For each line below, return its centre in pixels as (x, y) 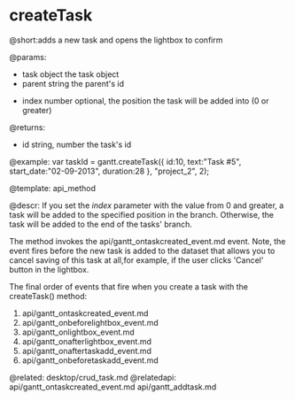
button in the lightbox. (49, 269)
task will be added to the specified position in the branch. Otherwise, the (142, 214)
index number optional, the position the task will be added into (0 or (145, 100)
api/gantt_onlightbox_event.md (78, 332)
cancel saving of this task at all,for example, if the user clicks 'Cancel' (136, 260)
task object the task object (70, 74)
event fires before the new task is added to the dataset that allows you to (142, 251)
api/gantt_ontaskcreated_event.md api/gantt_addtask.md (113, 387)
